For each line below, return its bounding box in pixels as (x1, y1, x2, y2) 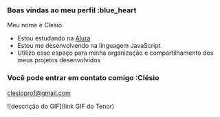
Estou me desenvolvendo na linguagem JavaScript (16, 42, 161, 50)
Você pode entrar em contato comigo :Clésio (7, 73, 159, 83)
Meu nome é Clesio (7, 21, 63, 29)
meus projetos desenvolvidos (16, 56, 101, 64)
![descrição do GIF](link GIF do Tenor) (7, 102, 115, 110)
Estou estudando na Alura (16, 34, 91, 42)
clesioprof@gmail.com (7, 88, 71, 97)
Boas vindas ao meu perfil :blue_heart (7, 5, 137, 15)
